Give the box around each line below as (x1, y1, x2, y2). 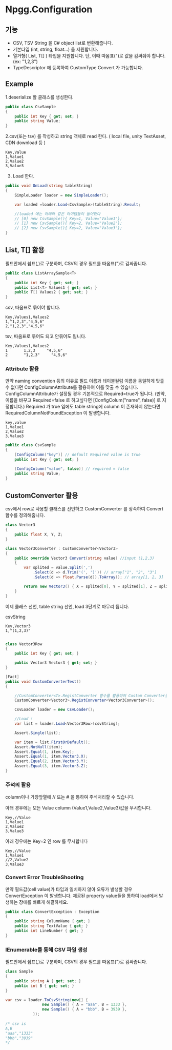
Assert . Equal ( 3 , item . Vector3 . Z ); (14, 763, 88, 769)
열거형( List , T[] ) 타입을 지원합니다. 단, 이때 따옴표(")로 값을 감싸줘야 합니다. (12, 53, 166, 58)
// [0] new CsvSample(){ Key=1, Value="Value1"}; (14, 216, 123, 221)
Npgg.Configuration (5, 4, 93, 15)
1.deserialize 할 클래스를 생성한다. (5, 94, 74, 100)
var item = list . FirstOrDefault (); (14, 740, 91, 745)
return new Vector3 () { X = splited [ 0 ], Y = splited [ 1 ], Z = (24, 584, 157, 589)
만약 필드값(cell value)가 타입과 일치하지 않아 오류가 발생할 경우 (5, 886, 133, 892)
